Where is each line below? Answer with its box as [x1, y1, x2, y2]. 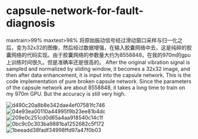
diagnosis [6, 16, 55, 30]
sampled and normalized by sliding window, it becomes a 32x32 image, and [6, 65, 190, 72]
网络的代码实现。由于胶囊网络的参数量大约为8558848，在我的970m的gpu [11, 51, 191, 58]
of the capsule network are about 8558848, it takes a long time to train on [6, 84, 186, 91]
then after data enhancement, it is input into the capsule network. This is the [6, 72, 192, 79]
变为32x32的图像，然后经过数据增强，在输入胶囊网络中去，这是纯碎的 [16, 44, 187, 51]
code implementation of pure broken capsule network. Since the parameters [6, 77, 192, 84]
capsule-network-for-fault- [6, 4, 144, 18]
